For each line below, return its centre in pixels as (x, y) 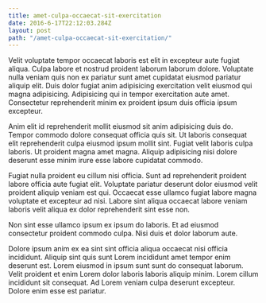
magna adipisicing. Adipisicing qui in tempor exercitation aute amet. (119, 94)
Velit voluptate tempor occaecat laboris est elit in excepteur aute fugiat (124, 60)
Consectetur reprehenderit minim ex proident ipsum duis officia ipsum (123, 103)
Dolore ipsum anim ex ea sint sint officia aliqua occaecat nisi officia (118, 249)
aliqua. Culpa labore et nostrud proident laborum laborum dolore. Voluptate (131, 69)
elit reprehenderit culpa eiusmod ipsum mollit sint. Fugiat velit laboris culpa (131, 143)
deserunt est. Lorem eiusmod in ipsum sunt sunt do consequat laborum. (126, 266)
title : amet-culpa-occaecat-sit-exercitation (85, 16)
